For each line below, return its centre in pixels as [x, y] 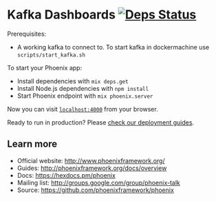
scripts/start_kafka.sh [51, 55]
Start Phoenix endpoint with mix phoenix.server [85, 96]
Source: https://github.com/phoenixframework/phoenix [95, 190]
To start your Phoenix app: [45, 67]
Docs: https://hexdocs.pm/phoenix [66, 175]
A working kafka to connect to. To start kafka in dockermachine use [113, 47]
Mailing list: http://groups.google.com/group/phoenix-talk [99, 182]
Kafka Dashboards [61, 15]
